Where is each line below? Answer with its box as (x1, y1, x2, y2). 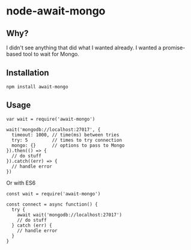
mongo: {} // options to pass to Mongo (11, 142, 125, 148)
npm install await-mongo (6, 84, 68, 90)
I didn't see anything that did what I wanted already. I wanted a (6, 44, 162, 51)
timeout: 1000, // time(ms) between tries (11, 132, 120, 138)
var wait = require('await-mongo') (6, 116, 95, 122)
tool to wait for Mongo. (23, 50, 79, 58)
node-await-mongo (6, 4, 106, 18)
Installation (6, 68, 49, 78)
